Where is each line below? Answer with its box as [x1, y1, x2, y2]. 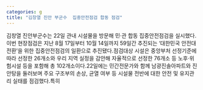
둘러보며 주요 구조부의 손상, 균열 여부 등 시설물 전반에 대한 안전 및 [22, 69, 179, 77]
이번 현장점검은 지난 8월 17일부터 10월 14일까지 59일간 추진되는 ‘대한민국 [6, 39, 180, 47]
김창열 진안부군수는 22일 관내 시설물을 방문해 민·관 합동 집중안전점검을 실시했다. [6, 31, 197, 39]
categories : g [6, 8, 43, 15]
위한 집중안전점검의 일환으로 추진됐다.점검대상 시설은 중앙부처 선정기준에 [24, 47, 197, 54]
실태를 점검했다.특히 [12, 77, 60, 85]
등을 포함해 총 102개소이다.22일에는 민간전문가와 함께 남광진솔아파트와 [22, 62, 191, 69]
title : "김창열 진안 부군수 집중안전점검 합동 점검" [6, 14, 123, 21]
